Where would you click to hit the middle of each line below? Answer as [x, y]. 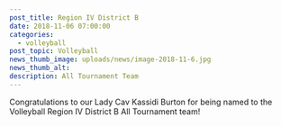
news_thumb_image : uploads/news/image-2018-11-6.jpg [110, 59]
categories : [32, 34]
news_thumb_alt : [40, 68]
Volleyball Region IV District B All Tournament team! [105, 111]
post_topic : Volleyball [54, 51]
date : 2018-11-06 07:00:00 [60, 26]
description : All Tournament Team [74, 76]
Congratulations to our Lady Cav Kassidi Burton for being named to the [141, 102]
